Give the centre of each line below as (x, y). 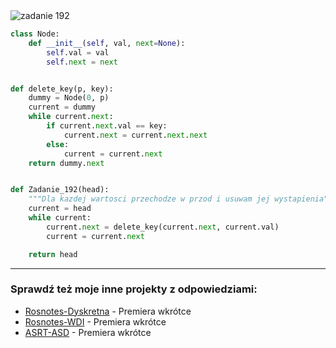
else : (58, 144)
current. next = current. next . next (135, 135)
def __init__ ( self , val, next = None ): (107, 43)
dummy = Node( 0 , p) (69, 98)
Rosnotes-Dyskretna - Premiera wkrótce (108, 311)
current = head (60, 209)
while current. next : (71, 117)
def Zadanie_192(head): (60, 190)
